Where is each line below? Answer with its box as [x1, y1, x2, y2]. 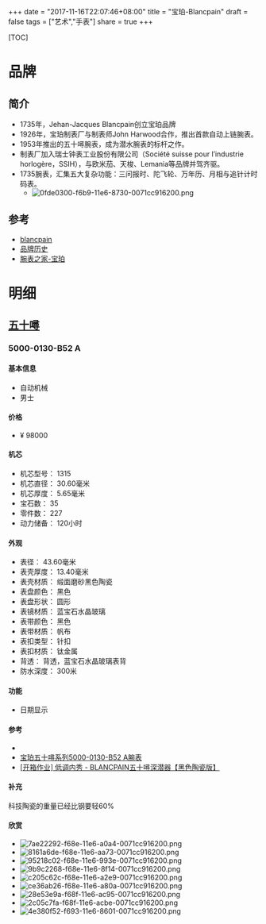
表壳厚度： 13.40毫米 [19, 567, 89, 577]
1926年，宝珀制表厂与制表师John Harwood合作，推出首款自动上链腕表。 [19, 129, 258, 139]
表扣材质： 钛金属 [19, 646, 78, 656]
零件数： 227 [19, 508, 63, 518]
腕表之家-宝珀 [19, 253, 66, 264]
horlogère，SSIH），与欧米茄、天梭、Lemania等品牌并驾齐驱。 [19, 160, 225, 168]
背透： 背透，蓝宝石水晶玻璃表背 [19, 656, 127, 666]
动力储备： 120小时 [19, 518, 83, 528]
